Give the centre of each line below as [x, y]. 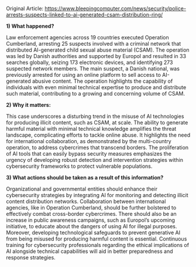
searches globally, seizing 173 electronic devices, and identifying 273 [90, 62]
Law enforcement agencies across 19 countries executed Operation [88, 37]
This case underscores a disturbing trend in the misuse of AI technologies [95, 116]
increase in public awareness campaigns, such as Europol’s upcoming [91, 220]
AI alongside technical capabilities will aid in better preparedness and [90, 251]
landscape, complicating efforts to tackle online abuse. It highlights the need [98, 135]
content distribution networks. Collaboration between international [86, 201]
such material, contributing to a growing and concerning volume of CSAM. [96, 94]
